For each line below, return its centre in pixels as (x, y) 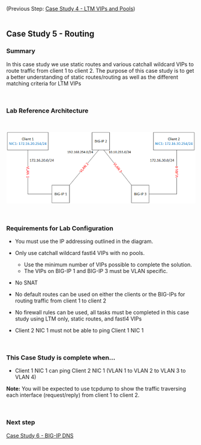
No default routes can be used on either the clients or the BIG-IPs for (100, 295)
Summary (21, 51)
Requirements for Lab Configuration (60, 228)
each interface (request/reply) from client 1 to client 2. (73, 395)
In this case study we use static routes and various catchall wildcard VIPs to (100, 64)
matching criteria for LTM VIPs (44, 83)
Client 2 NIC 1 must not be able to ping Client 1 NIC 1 (79, 331)
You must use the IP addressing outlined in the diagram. (84, 241)
